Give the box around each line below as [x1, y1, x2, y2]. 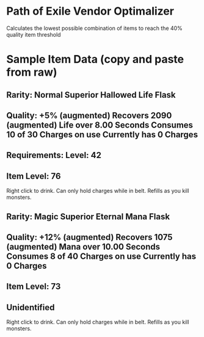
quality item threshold [6, 31, 61, 38]
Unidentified [6, 302, 55, 313]
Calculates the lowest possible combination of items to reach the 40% [6, 24, 183, 32]
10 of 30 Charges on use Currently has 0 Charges [6, 129, 199, 140]
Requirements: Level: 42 [6, 150, 102, 161]
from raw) [6, 65, 57, 79]
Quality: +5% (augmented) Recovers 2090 [6, 110, 172, 120]
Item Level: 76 [6, 171, 61, 181]
